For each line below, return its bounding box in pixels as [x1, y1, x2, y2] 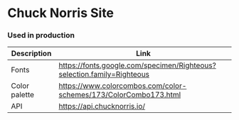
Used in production [7, 31, 75, 40]
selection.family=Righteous [58, 70, 150, 80]
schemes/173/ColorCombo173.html [58, 90, 181, 100]
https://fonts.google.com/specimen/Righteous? [58, 60, 217, 70]
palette [11, 90, 34, 100]
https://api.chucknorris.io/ [58, 102, 146, 111]
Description [11, 48, 52, 58]
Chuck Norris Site [7, 5, 115, 21]
